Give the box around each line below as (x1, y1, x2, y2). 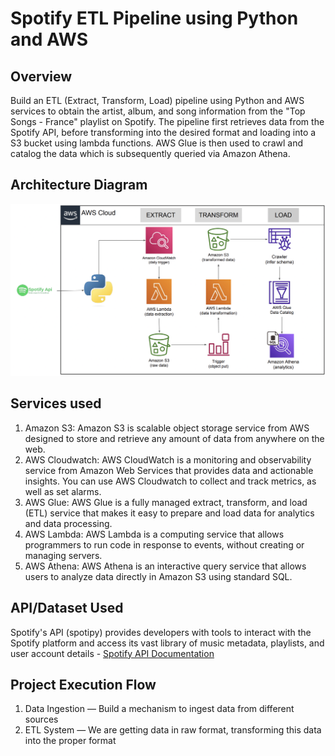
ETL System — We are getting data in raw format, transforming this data (24, 724, 322, 736)
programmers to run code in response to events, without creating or (24, 538, 305, 551)
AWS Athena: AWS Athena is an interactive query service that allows (24, 560, 307, 572)
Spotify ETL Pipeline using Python (10, 7, 299, 30)
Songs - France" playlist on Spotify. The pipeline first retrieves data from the (10, 116, 325, 127)
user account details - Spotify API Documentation (10, 647, 215, 659)
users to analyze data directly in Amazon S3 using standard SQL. (24, 570, 293, 582)
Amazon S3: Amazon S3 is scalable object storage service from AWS (24, 422, 310, 434)
